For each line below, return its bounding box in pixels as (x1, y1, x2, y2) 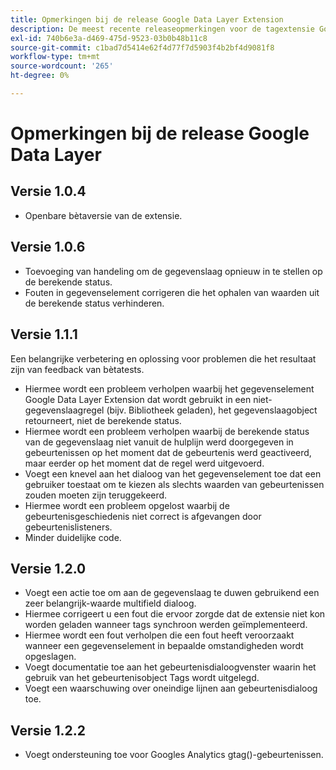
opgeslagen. (24, 651, 77, 663)
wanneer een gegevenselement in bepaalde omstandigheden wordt (24, 640, 304, 652)
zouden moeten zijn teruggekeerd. (24, 489, 168, 501)
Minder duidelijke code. (24, 531, 122, 543)
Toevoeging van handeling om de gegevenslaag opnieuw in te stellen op (24, 265, 323, 277)
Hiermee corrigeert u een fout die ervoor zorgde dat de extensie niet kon (24, 608, 326, 620)
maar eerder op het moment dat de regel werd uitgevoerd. (24, 457, 265, 469)
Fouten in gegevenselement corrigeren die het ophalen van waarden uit (24, 286, 320, 298)
